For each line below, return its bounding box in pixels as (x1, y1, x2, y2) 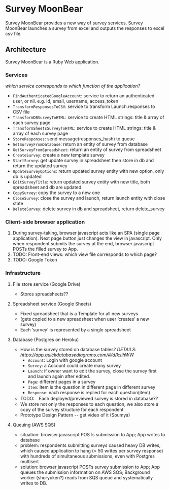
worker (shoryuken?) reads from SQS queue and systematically (20, 474, 153, 480)
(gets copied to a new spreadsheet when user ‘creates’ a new (20, 316, 149, 322)
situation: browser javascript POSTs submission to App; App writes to (20, 431, 165, 437)
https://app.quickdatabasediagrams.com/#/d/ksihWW (20, 352, 134, 358)
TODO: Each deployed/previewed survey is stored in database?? (20, 395, 158, 401)
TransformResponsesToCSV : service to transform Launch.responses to (12, 103, 156, 109)
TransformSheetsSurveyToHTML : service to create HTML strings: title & (12, 125, 156, 131)
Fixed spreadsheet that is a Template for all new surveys (20, 310, 139, 317)
